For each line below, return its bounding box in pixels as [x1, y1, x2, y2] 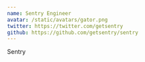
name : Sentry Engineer [7, 10, 71, 17]
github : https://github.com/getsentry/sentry [7, 29, 138, 36]
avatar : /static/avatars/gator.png [7, 16, 108, 23]
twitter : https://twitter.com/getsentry [7, 22, 124, 29]
